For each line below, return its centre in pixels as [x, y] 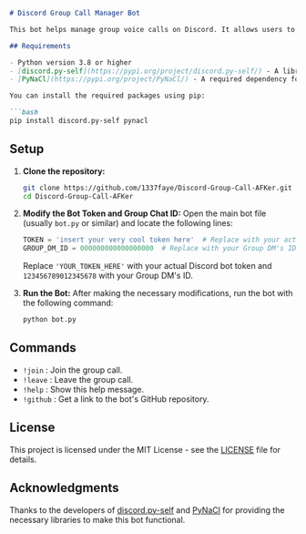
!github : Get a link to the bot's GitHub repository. [116, 399]
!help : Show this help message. [83, 389]
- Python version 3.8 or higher [71, 62]
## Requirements [40, 46]
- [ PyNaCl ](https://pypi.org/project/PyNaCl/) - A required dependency [148, 79]
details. [23, 459]
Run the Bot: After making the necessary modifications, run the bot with [158, 293]
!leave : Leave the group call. [78, 379]
